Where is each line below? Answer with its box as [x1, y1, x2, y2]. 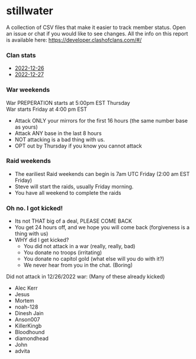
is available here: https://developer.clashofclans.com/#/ [6, 36, 142, 43]
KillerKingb [14, 322, 42, 329]
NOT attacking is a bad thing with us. [14, 136, 105, 143]
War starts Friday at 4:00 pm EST [6, 105, 88, 113]
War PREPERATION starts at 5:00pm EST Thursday [6, 99, 130, 106]
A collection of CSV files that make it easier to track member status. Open [6, 24, 186, 31]
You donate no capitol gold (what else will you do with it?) [23, 255, 165, 262]
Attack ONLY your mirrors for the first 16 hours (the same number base [14, 117, 188, 124]
